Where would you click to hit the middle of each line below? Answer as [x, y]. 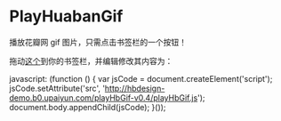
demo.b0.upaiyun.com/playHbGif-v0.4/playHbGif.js [104, 97]
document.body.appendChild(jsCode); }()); [88, 107]
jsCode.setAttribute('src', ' [57, 88]
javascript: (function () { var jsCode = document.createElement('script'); [141, 78]
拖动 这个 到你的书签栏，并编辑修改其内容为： [91, 60]
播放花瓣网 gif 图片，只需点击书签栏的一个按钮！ [98, 42]
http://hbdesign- [135, 88]
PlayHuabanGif [66, 16]
